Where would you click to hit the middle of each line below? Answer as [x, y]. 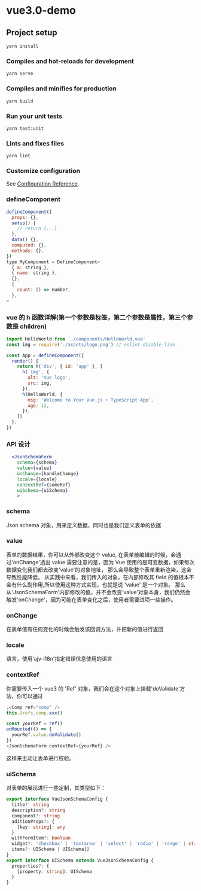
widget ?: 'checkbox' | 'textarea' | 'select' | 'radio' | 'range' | [99, 844]
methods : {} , [28, 251]
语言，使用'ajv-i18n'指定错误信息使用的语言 [59, 659]
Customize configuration [43, 171]
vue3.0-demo [41, 10]
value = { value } [34, 468]
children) [33, 326]
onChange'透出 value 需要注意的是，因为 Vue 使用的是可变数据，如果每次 [104, 562]
